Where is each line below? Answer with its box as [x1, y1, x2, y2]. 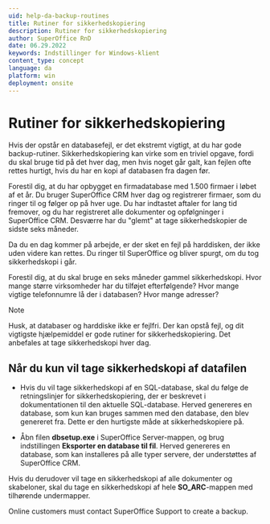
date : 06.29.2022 [8, 42, 67, 50]
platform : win [8, 72, 56, 80]
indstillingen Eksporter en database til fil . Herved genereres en [19, 441, 231, 451]
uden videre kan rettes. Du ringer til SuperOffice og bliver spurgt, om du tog [8, 249, 260, 258]
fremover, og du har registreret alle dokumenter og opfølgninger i [8, 207, 224, 217]
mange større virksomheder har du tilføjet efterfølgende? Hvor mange [8, 281, 239, 291]
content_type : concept [8, 57, 84, 65]
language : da [8, 64, 52, 72]
